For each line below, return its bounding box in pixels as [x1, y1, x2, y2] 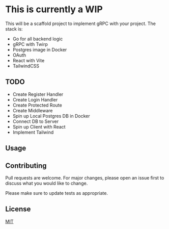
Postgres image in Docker [12, 46, 67, 53]
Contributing [5, 161, 47, 170]
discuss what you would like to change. [5, 180, 88, 186]
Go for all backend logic [12, 36, 63, 42]
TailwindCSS [12, 63, 40, 69]
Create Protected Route [12, 102, 62, 108]
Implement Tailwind [12, 129, 54, 135]
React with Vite [12, 57, 45, 63]
